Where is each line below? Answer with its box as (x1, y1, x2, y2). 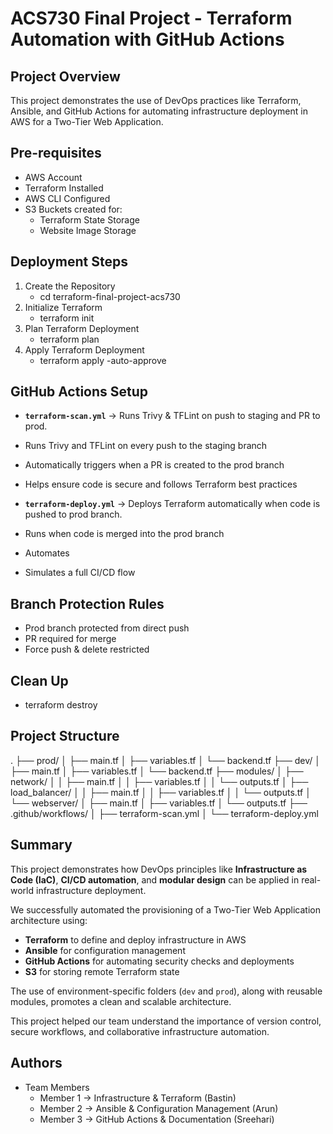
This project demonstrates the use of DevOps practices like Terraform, (10, 95, 302, 106)
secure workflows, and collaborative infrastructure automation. (10, 1025, 270, 1037)
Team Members (24, 1081, 90, 1093)
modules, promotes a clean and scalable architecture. (10, 995, 232, 1007)
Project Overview (10, 68, 121, 85)
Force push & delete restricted (24, 643, 150, 656)
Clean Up (10, 672, 69, 689)
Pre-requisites (10, 145, 102, 162)
